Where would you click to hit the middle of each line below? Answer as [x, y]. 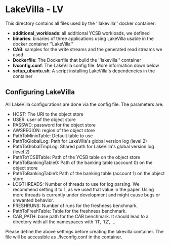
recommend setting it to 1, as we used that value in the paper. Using [83, 189]
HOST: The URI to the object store [48, 114]
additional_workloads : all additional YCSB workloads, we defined [81, 33]
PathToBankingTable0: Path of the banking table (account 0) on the [82, 162]
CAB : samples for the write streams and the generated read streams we [88, 49]
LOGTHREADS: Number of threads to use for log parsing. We [76, 184]
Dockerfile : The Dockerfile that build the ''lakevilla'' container [77, 60]
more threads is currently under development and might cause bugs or [86, 195]
